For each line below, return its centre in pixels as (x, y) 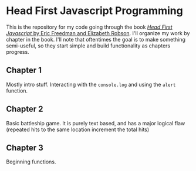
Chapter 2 (25, 109)
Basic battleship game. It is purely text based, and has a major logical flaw (96, 123)
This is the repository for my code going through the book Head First (89, 27)
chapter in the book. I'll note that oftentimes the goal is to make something (96, 39)
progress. (18, 52)
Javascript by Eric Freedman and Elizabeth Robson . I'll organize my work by (98, 33)
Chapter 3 (25, 148)
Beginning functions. (31, 162)
